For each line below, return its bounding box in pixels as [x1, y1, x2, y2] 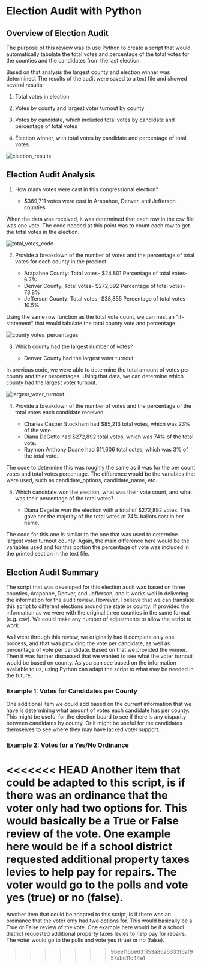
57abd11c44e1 [110, 954, 146, 962]
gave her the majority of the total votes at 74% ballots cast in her [23, 512, 184, 520]
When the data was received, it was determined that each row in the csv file [6, 215, 194, 223]
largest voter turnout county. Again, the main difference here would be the [6, 537, 190, 544]
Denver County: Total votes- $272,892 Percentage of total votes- [23, 282, 186, 289]
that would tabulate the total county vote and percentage [35, 319, 176, 327]
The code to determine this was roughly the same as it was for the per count [6, 464, 196, 471]
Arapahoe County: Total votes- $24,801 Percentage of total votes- [23, 269, 188, 277]
